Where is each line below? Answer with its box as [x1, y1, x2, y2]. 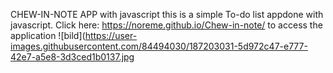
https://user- [84, 30, 138, 41]
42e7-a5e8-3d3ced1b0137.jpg [10, 51, 135, 63]
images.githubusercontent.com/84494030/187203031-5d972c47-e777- [10, 40, 308, 52]
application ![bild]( [10, 30, 86, 41]
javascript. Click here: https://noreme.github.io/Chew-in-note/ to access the [10, 19, 323, 31]
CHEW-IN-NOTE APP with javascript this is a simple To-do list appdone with [10, 9, 324, 20]
